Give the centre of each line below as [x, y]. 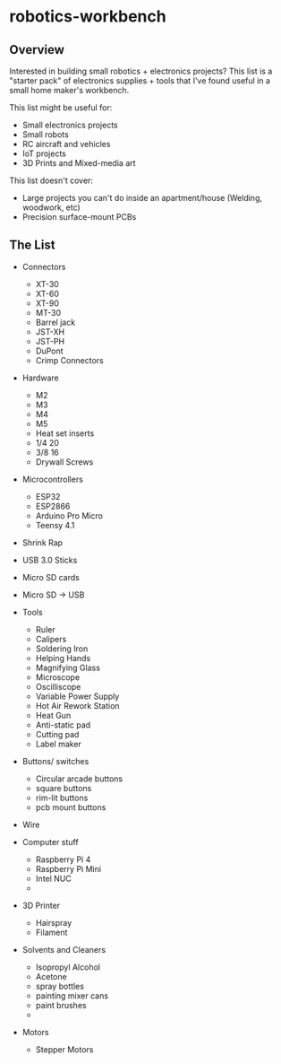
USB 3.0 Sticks [50, 560]
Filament [51, 932]
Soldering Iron [62, 649]
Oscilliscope [58, 686]
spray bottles [60, 986]
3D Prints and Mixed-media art [79, 163]
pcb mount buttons [71, 807]
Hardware [41, 378]
